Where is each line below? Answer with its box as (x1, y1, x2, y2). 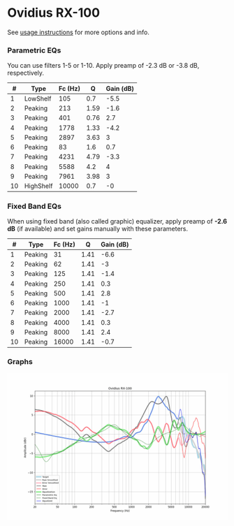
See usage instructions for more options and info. (7, 28, 150, 36)
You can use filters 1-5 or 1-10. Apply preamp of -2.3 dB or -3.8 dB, (7, 61, 200, 70)
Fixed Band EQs (7, 201, 61, 211)
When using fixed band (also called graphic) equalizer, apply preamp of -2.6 (7, 217, 228, 226)
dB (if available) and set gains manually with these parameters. (7, 225, 189, 233)
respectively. (7, 68, 44, 78)
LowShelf (24, 94, 52, 103)
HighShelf (24, 182, 53, 190)
